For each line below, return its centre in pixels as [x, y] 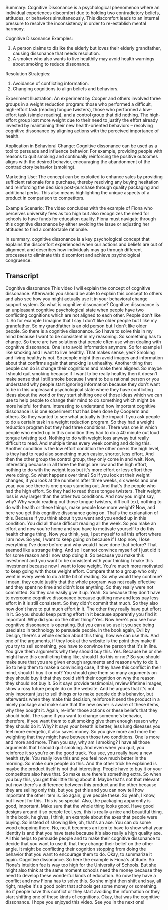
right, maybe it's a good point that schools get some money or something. [81, 886]
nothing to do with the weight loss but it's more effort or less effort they [79, 470]
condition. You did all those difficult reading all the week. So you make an [81, 523]
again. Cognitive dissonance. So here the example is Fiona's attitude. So [80, 859]
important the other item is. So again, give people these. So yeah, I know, [81, 795]
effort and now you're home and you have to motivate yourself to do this [80, 528]
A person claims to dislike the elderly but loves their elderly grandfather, [87, 48]
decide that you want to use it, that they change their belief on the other [79, 843]
